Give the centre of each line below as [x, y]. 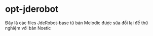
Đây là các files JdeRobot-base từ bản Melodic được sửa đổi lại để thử [76, 23]
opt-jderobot [32, 9]
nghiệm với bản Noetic [28, 28]
